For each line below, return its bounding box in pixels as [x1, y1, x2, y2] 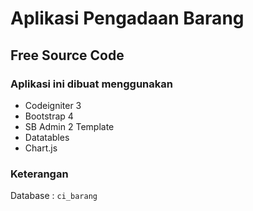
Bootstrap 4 [24, 110, 74, 122]
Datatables [24, 131, 70, 143]
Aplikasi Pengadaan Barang [10, 7, 245, 30]
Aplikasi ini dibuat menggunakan [10, 77, 173, 91]
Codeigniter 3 [24, 99, 82, 111]
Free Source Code [10, 47, 125, 64]
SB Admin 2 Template [24, 120, 115, 132]
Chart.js [24, 142, 58, 154]
